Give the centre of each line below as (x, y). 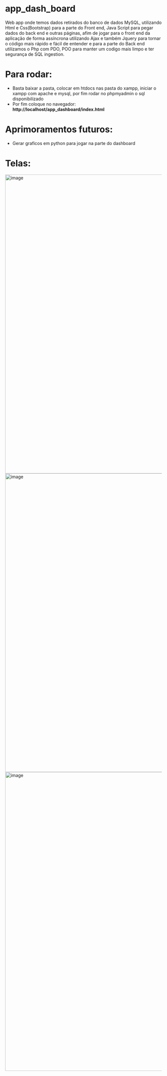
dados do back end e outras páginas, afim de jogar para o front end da (78, 33)
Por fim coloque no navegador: (44, 104)
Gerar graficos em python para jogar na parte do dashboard (74, 143)
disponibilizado (28, 99)
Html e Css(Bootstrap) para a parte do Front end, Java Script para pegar (79, 27)
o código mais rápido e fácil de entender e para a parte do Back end (75, 43)
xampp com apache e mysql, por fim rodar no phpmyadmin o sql (79, 93)
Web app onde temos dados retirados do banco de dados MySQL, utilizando (83, 22)
